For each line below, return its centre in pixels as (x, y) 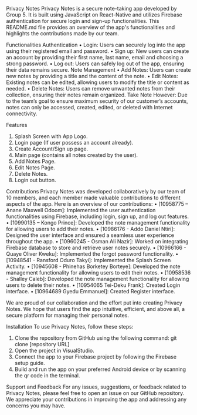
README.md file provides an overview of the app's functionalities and (91, 27)
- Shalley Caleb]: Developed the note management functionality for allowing (98, 279)
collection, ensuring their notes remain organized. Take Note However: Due (97, 95)
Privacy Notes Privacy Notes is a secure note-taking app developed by (91, 9)
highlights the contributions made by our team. (62, 34)
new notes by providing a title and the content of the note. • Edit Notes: (92, 76)
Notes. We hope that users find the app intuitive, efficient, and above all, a (96, 309)
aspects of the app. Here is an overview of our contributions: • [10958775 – (97, 204)
